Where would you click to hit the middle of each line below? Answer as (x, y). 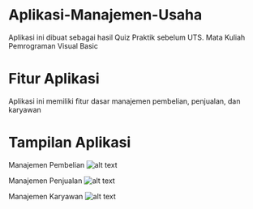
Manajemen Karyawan (46, 196)
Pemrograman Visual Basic (54, 45)
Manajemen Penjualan (45, 181)
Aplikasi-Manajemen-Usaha (105, 15)
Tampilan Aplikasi (70, 143)
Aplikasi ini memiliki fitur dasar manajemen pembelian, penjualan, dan (124, 101)
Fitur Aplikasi (54, 79)
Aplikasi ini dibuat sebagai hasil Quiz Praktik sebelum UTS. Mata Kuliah (127, 37)
